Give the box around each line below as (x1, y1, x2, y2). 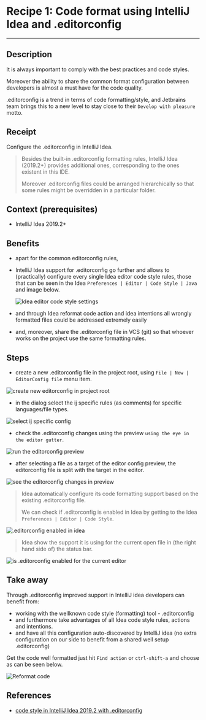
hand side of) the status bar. (21, 545, 93, 552)
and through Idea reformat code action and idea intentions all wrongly (15, 310, 192, 317)
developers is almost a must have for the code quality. (6, 84, 143, 91)
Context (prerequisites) (6, 204, 98, 214)
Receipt (6, 127, 37, 137)
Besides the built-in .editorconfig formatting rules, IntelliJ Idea (21, 155, 178, 162)
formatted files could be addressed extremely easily (15, 316, 147, 323)
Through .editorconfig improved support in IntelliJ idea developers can (6, 591, 185, 598)
